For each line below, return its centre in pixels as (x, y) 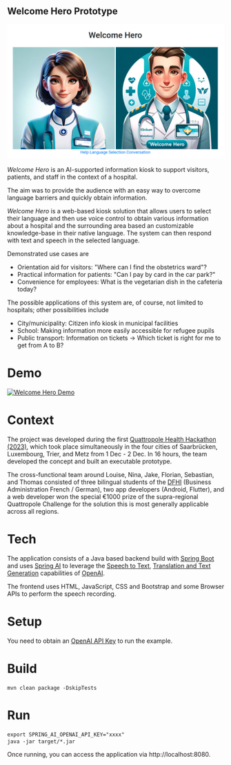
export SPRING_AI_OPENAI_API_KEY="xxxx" (66, 735)
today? (27, 289)
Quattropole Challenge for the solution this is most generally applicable (108, 504)
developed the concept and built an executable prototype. (90, 461)
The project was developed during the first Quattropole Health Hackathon (112, 439)
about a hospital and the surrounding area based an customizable (101, 225)
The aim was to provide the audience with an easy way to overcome (104, 190)
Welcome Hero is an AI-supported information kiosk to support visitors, (108, 169)
